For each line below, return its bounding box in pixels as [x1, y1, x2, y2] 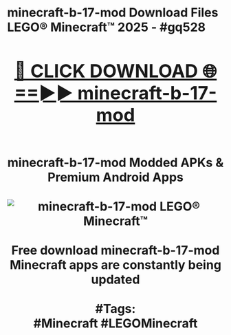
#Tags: [95, 301, 136, 316]
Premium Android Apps [47, 169, 184, 185]
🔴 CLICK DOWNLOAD [14, 59, 198, 82]
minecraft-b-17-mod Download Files [7, 5, 219, 21]
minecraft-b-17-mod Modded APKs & [7, 155, 224, 170]
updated [91, 272, 140, 287]
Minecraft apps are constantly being [9, 257, 222, 272]
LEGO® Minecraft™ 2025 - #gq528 [7, 19, 206, 35]
